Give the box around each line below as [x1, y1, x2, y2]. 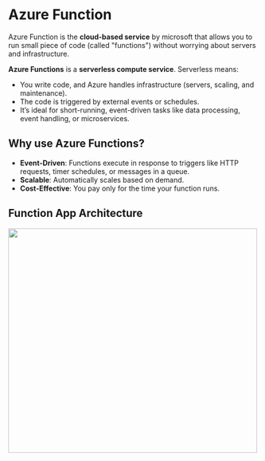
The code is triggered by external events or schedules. [19, 97, 200, 106]
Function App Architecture [8, 207, 143, 220]
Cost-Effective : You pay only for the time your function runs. [19, 183, 220, 193]
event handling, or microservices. [19, 113, 130, 123]
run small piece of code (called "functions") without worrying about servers [8, 40, 256, 49]
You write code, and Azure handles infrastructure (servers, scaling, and [19, 80, 255, 89]
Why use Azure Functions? [8, 137, 145, 151]
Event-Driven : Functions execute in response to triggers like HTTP [19, 158, 239, 167]
